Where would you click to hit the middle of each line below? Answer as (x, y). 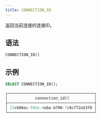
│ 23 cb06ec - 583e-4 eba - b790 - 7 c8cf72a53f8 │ (51, 108)
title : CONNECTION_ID (28, 10)
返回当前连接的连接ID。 (30, 25)
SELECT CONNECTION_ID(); (32, 84)
